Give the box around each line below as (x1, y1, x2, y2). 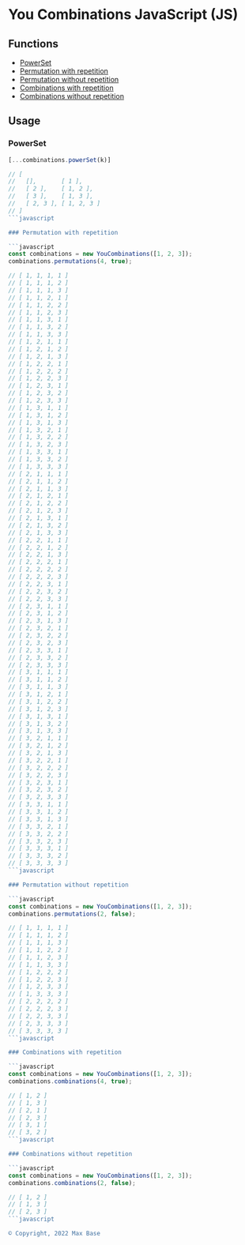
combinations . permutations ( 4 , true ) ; (8, 258, 133, 265)
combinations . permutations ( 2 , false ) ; (8, 910, 136, 918)
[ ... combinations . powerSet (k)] (8, 156, 111, 164)
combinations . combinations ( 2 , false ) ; (8, 1179, 136, 1187)
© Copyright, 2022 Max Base (8, 1230, 101, 1238)
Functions (8, 37, 59, 51)
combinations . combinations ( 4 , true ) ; (8, 1078, 133, 1085)
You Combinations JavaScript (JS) (8, 6, 239, 24)
